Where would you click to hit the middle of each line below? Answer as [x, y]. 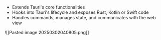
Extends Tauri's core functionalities [48, 7]
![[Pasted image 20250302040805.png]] [47, 32]
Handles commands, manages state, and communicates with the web [84, 18]
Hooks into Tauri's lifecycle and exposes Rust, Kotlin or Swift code [80, 12]
